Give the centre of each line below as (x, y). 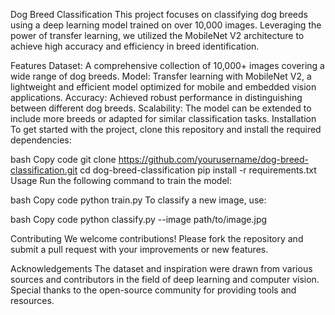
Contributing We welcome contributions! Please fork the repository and (157, 238)
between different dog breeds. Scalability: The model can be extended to (161, 108)
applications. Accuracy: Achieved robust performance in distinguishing (156, 97)
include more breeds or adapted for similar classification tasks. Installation (163, 118)
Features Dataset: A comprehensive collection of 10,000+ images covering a (167, 65)
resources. (32, 300)
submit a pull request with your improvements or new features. (139, 249)
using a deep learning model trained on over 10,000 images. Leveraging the (166, 25)
